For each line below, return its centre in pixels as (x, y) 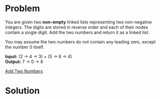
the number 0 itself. (25, 47)
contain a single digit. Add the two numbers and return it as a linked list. (77, 32)
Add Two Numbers (24, 71)
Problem (23, 9)
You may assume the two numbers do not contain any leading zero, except (80, 41)
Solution (23, 91)
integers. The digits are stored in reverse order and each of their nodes (77, 27)
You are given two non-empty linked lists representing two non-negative (79, 22)
